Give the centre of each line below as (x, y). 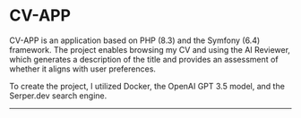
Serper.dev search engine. (58, 96)
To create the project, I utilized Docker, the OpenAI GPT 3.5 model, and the (147, 86)
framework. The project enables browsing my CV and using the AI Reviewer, (150, 49)
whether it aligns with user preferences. (83, 69)
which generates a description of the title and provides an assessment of (144, 59)
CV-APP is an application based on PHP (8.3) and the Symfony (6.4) (135, 40)
